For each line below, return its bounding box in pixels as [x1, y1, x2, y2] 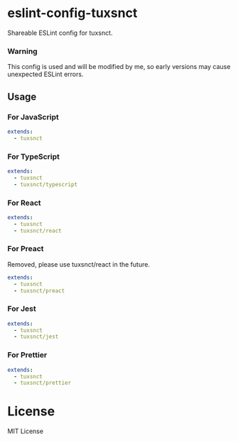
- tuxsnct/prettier [13, 379, 72, 387]
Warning [7, 46, 38, 56]
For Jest [7, 304, 37, 314]
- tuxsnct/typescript [13, 181, 78, 188]
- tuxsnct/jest [13, 333, 59, 341]
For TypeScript [7, 152, 60, 161]
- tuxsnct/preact [13, 287, 65, 294]
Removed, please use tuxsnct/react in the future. [7, 260, 151, 268]
